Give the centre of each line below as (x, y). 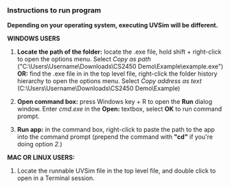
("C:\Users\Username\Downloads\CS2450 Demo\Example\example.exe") (120, 67)
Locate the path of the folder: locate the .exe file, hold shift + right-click (119, 52)
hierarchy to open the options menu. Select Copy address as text (109, 81)
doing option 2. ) (40, 144)
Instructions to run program (54, 10)
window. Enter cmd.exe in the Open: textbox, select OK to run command (119, 109)
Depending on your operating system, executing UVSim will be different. (113, 25)
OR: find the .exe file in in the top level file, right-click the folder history (117, 74)
